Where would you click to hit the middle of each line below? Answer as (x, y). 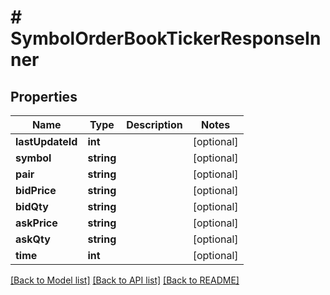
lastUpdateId (46, 141)
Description (154, 124)
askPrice (36, 223)
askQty (33, 239)
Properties (44, 96)
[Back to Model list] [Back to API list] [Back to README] (125, 280)
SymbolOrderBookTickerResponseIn (166, 38)
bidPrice (36, 190)
